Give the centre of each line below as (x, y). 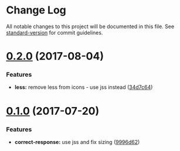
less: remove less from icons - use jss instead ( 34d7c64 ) (84, 87)
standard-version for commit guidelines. (55, 32)
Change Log (36, 10)
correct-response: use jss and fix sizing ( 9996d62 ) (77, 142)
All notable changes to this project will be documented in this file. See (90, 26)
